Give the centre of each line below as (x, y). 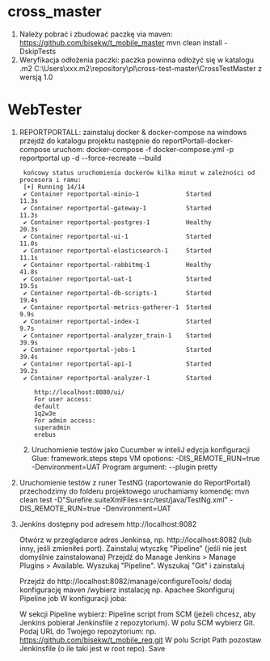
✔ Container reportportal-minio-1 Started (117, 194)
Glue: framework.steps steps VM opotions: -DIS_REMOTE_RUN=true (146, 458)
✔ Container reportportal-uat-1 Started (117, 279)
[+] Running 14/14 (54, 187)
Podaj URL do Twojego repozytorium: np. (88, 631)
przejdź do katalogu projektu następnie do (90, 141)
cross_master (55, 12)
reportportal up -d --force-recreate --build (90, 158)
